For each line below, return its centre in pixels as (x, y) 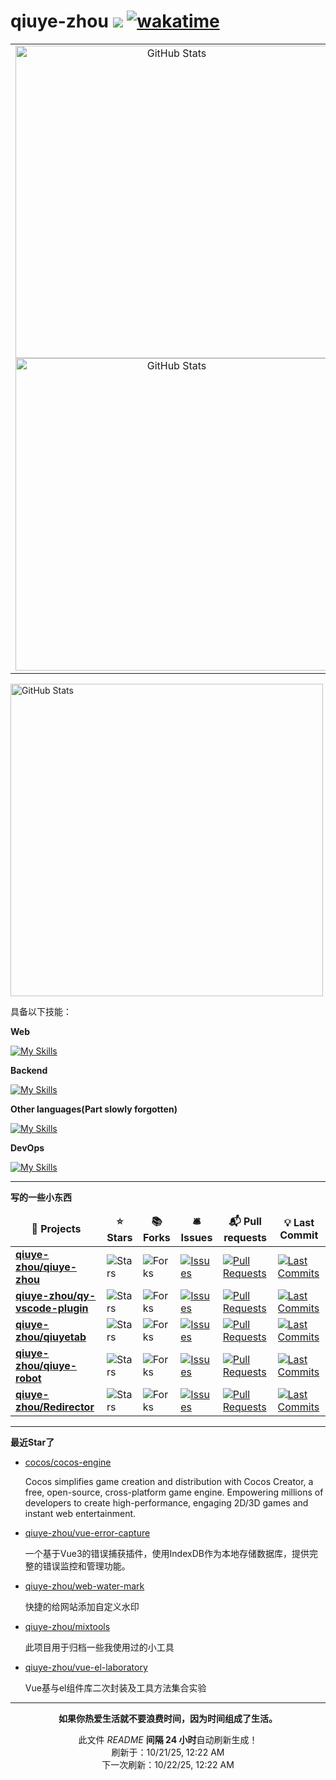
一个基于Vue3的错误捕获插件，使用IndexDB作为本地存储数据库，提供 (167, 1553)
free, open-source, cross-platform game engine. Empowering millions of (174, 1492)
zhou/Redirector (55, 1407)
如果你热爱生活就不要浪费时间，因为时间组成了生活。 (168, 1718)
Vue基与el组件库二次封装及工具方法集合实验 (115, 1687)
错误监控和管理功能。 (86, 1566)
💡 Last (299, 1223)
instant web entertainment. (80, 1513)
